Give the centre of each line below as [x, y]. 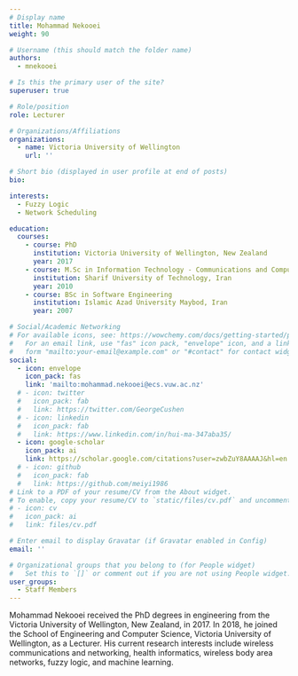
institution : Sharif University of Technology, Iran [132, 278]
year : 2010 [53, 286]
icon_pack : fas [53, 377]
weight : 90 [29, 34]
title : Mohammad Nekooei [55, 26]
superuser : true [39, 90]
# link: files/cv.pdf [53, 525]
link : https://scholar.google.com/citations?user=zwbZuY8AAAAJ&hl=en [157, 459]
